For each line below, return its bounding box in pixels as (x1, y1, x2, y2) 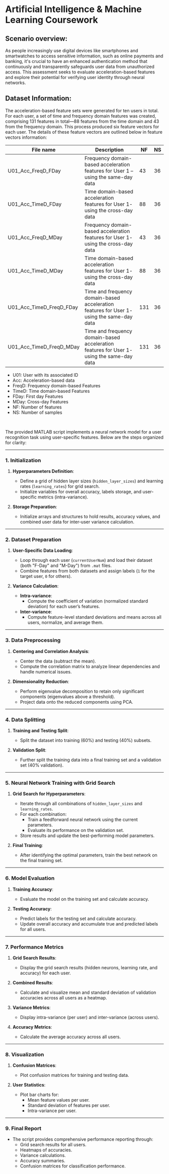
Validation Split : (12, 747, 47, 753)
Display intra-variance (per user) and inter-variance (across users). (20, 1014, 159, 1020)
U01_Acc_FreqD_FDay (8, 167, 61, 174)
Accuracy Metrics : (12, 1024, 52, 1030)
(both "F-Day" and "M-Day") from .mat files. (20, 562, 112, 569)
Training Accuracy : (12, 886, 54, 892)
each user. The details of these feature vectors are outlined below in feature (5, 129, 162, 135)
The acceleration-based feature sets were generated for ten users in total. (5, 107, 159, 114)
